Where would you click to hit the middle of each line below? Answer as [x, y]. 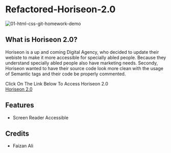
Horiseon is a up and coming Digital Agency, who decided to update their [82, 52]
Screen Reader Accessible [41, 117]
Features [20, 105]
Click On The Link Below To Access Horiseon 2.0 [57, 83]
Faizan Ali [23, 146]
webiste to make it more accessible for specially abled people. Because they [86, 57]
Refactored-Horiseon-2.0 [60, 9]
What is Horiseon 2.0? [41, 40]
